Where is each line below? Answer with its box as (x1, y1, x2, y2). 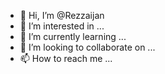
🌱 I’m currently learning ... (19, 31, 127, 42)
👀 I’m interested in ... (19, 20, 105, 32)
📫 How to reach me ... (19, 53, 113, 64)
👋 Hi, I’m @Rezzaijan (19, 10, 105, 21)
